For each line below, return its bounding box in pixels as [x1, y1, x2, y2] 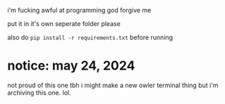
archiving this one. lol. [7, 88, 72, 97]
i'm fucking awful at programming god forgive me [7, 6, 152, 14]
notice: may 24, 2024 [7, 58, 135, 74]
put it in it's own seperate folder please [7, 20, 121, 27]
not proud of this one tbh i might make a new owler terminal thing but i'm [7, 81, 219, 89]
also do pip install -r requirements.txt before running [7, 33, 174, 41]
